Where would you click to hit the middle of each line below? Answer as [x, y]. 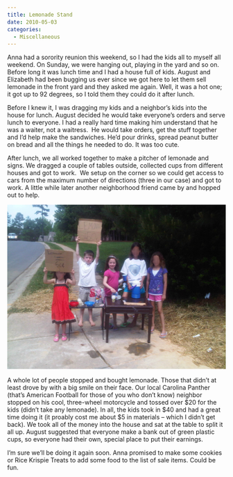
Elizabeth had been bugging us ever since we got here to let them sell [107, 79]
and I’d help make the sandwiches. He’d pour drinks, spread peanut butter [113, 137]
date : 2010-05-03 [32, 22]
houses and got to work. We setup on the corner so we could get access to [115, 173]
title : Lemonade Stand [40, 15]
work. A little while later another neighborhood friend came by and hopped [114, 188]
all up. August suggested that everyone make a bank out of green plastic [111, 432]
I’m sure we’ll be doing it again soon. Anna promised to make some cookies [115, 453]
